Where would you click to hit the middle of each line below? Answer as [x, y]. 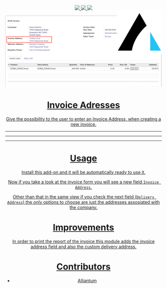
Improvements [83, 227]
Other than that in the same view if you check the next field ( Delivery [83, 197]
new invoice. [83, 124]
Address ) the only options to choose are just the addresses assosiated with [83, 202]
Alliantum [87, 281]
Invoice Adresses [83, 105]
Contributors [83, 267]
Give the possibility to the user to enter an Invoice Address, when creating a [83, 119]
